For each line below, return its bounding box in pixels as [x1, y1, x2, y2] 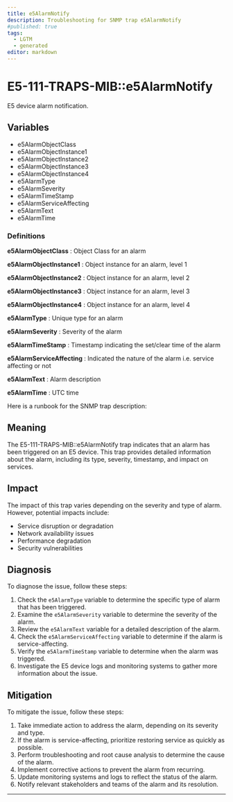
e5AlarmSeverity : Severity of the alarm [7, 327, 123, 335]
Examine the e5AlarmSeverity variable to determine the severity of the [17, 611, 218, 619]
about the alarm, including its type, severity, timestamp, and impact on [7, 455, 209, 463]
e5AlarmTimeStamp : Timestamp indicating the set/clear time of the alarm [7, 340, 221, 349]
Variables [7, 122, 50, 134]
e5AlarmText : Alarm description [7, 375, 101, 383]
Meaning [7, 422, 46, 434]
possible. [17, 743, 44, 752]
